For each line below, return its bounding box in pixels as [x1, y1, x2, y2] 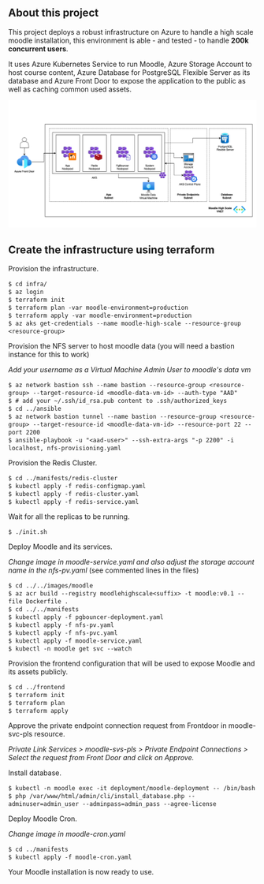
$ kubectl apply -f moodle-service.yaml [8, 637, 143, 645]
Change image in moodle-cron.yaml [8, 830, 126, 839]
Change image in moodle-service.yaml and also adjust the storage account [8, 558, 255, 567]
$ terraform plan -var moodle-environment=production [8, 304, 189, 312]
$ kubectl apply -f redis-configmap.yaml [8, 483, 147, 490]
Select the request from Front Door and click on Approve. [8, 753, 195, 763]
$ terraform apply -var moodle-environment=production [8, 311, 192, 320]
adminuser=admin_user [8, 800, 80, 808]
